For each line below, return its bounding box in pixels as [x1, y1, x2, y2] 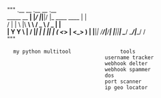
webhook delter [104, 60, 148, 67]
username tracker [104, 54, 154, 61]
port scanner [104, 78, 142, 85]
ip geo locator [104, 84, 148, 91]
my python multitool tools [13, 48, 136, 55]
